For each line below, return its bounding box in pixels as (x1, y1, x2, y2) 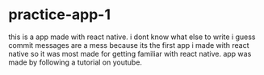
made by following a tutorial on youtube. (8, 57, 143, 67)
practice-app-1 (8, 6, 111, 24)
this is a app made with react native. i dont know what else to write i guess (8, 32, 256, 41)
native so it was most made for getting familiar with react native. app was (8, 49, 252, 58)
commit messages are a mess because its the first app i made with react (8, 40, 249, 49)
